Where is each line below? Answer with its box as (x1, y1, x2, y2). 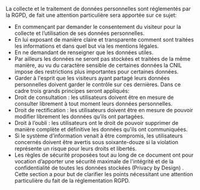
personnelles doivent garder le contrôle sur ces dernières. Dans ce (14, 81, 181, 88)
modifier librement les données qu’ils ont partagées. (14, 113, 145, 120)
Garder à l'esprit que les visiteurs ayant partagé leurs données (14, 75, 170, 81)
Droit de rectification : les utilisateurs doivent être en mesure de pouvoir (14, 107, 193, 113)
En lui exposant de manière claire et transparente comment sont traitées (14, 36, 194, 43)
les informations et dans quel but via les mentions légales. (14, 42, 160, 49)
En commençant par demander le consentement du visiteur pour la (14, 24, 181, 30)
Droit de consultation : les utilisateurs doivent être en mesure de (14, 93, 174, 101)
